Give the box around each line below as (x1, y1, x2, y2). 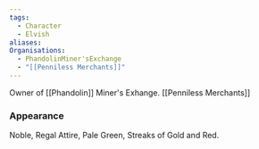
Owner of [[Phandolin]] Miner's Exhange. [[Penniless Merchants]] (9, 87, 251, 98)
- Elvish (17, 29, 50, 38)
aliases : (9, 37, 42, 47)
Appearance (9, 109, 64, 121)
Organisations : (9, 46, 66, 55)
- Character (17, 21, 63, 30)
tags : (9, 12, 29, 22)
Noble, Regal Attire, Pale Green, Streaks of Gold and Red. (9, 130, 220, 141)
